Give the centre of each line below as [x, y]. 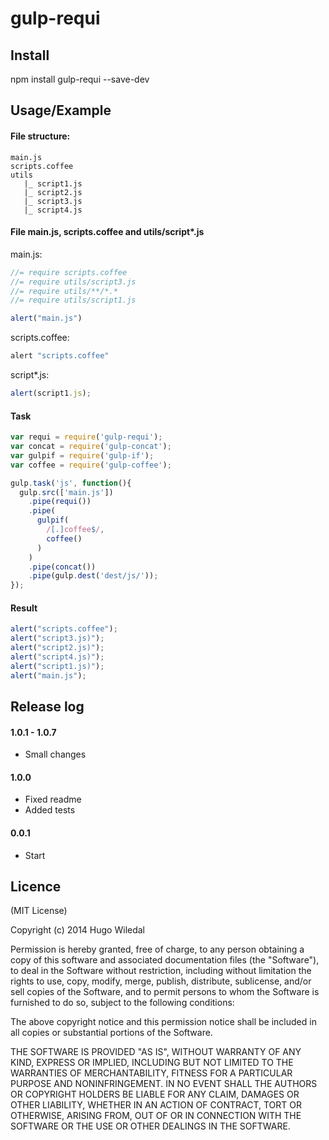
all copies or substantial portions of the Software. [111, 1033]
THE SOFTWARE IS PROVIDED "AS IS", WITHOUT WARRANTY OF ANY [156, 1052]
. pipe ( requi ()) [60, 502]
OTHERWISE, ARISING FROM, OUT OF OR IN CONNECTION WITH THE [156, 1116]
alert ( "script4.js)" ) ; [57, 657]
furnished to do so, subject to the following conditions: [122, 1003]
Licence [36, 886]
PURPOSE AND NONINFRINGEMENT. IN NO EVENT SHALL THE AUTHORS [164, 1084]
